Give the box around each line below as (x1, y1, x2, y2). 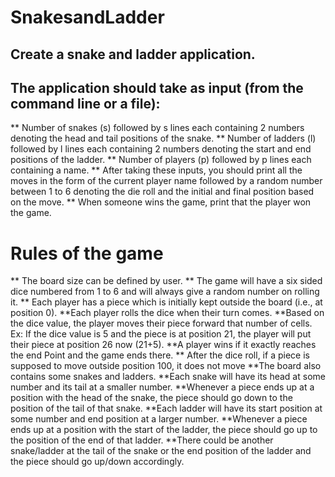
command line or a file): (10, 95, 161, 112)
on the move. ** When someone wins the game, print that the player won (10, 196, 312, 208)
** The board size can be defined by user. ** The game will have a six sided (10, 275, 323, 287)
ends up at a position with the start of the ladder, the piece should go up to (10, 424, 318, 436)
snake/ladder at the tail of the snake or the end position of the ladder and (10, 445, 312, 457)
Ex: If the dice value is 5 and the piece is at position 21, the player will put (10, 328, 312, 340)
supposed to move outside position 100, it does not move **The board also (10, 360, 322, 372)
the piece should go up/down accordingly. (10, 456, 185, 468)
